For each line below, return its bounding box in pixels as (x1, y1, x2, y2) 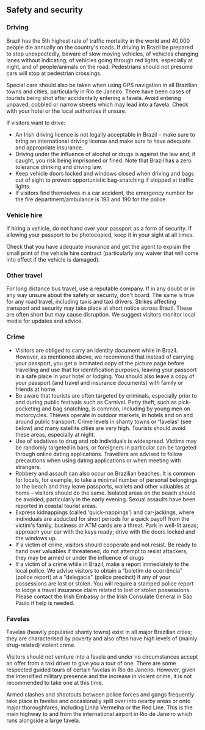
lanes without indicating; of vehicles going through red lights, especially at (6, 56, 193, 63)
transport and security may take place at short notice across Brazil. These (6, 304, 192, 312)
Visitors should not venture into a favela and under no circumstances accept (6, 653, 198, 660)
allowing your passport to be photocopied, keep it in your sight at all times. (6, 231, 194, 238)
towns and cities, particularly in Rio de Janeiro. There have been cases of (6, 88, 191, 95)
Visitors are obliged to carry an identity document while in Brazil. (15, 346, 178, 354)
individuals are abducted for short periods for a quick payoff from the (15, 515, 190, 522)
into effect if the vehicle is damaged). (6, 256, 100, 263)
